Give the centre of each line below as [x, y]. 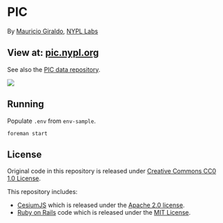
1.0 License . [24, 178]
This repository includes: [42, 192]
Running [26, 104]
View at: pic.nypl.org [53, 53]
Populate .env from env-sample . [51, 121]
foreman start [28, 133]
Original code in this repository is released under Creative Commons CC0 [111, 171]
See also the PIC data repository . [54, 69]
